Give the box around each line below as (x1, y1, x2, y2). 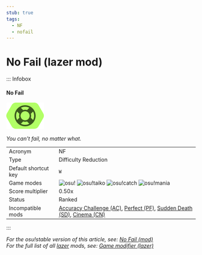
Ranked (58, 196, 78, 203)
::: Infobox (6, 75, 31, 82)
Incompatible (8, 204, 41, 212)
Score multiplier (8, 188, 48, 195)
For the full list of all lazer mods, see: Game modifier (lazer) (6, 242, 154, 250)
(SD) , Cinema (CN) (58, 210, 105, 218)
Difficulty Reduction (58, 156, 108, 164)
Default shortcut (8, 164, 49, 171)
